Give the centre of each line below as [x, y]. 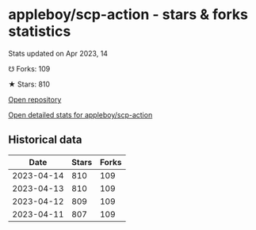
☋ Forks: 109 [29, 68]
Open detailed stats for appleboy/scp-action [80, 115]
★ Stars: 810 [29, 84]
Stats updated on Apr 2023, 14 [58, 53]
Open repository [35, 99]
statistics [40, 31]
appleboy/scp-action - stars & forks [128, 15]
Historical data [45, 140]
